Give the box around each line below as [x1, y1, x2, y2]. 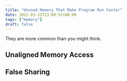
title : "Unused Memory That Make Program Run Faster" [5, 7, 123, 13]
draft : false [5, 21, 33, 27]
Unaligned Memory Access [5, 50, 94, 59]
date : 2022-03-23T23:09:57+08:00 [5, 12, 77, 17]
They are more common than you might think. [5, 36, 101, 42]
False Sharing [5, 68, 50, 76]
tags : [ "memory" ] [5, 17, 43, 22]
